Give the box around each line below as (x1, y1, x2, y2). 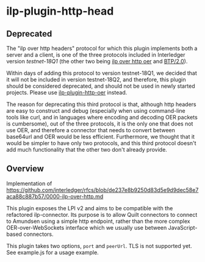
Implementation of (6, 180, 52, 187)
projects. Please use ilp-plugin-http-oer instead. (6, 89, 128, 96)
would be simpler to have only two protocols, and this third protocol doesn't (6, 140, 196, 147)
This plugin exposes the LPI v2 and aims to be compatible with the (6, 204, 173, 211)
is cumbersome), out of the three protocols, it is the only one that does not (6, 120, 193, 127)
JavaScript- (168, 224, 198, 231)
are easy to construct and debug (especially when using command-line (6, 107, 185, 114)
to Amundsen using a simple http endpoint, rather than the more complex (6, 218, 190, 225)
